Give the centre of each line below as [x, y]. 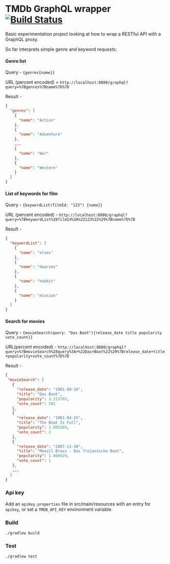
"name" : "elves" [36, 253]
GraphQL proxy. [22, 39]
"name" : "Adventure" [40, 134]
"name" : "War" [34, 153]
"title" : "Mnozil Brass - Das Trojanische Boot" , [70, 451]
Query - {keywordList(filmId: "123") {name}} [54, 205]
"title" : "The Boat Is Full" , [49, 423]
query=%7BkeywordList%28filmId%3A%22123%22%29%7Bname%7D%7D [70, 220]
